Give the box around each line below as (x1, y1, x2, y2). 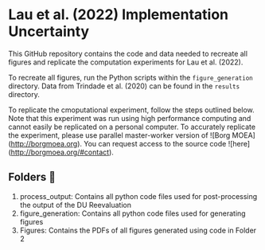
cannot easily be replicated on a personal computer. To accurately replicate (8, 122, 256, 131)
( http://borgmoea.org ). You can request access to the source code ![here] (8, 139, 251, 148)
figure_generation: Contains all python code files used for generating (19, 209, 246, 218)
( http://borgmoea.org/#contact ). (8, 147, 114, 157)
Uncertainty (8, 22, 90, 41)
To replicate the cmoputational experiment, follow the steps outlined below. (8, 105, 255, 115)
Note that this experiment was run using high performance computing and (8, 113, 251, 123)
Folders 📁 (8, 170, 57, 184)
